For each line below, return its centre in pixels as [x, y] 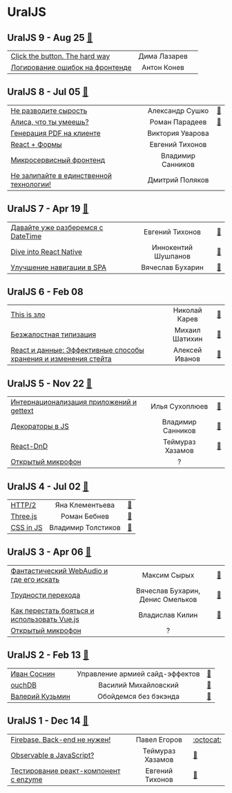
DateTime [26, 236]
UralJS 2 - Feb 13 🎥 [48, 655]
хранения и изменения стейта [61, 359]
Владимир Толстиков [85, 528]
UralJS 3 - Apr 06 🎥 [49, 552]
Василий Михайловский [138, 685]
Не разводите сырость [49, 110]
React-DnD [29, 446]
